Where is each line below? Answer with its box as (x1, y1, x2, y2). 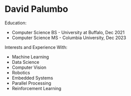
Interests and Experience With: (4, 44, 67, 50)
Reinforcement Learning (11, 85, 62, 91)
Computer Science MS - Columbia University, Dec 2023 (11, 35, 127, 41)
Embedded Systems (11, 75, 53, 81)
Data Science (11, 59, 40, 65)
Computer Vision (11, 64, 47, 70)
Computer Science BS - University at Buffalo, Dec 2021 (11, 29, 125, 35)
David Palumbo (4, 3, 68, 15)
